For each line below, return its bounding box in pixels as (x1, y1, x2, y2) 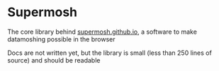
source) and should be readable (7, 56, 101, 64)
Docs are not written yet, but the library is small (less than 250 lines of (7, 49, 213, 57)
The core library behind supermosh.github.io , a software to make (7, 27, 197, 36)
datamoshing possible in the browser (7, 34, 116, 43)
